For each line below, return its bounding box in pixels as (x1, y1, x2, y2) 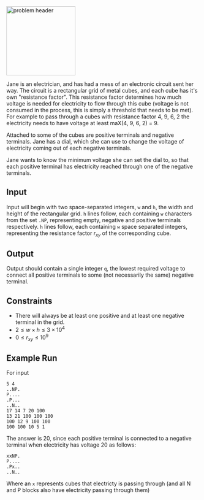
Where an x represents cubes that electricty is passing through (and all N (6, 480, 191, 487)
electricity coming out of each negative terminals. (6, 144, 132, 152)
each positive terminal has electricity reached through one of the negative (6, 163, 193, 170)
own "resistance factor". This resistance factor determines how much (6, 93, 182, 101)
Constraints (6, 296, 53, 306)
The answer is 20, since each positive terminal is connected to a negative (6, 435, 192, 442)
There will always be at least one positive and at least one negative (15, 312, 185, 320)
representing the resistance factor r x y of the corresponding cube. (6, 229, 172, 238)
